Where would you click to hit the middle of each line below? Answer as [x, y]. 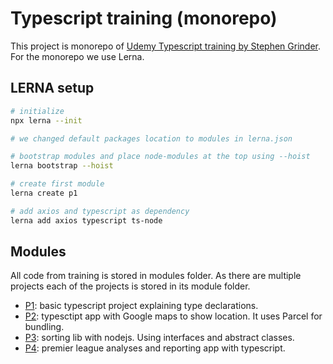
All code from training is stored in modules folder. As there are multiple [156, 276]
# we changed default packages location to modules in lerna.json [151, 138]
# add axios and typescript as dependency [100, 211]
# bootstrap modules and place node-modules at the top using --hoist [160, 157]
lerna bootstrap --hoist [62, 166]
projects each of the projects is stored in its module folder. [130, 286]
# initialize [37, 111]
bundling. [44, 327]
